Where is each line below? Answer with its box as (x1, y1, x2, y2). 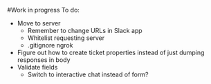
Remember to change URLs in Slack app (27, 27, 143, 34)
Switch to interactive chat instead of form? (27, 70, 149, 78)
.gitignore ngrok (27, 41, 73, 49)
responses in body (17, 56, 71, 64)
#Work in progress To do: (7, 6, 80, 14)
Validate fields (17, 63, 58, 71)
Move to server (17, 19, 61, 27)
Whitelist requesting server (27, 34, 105, 42)
